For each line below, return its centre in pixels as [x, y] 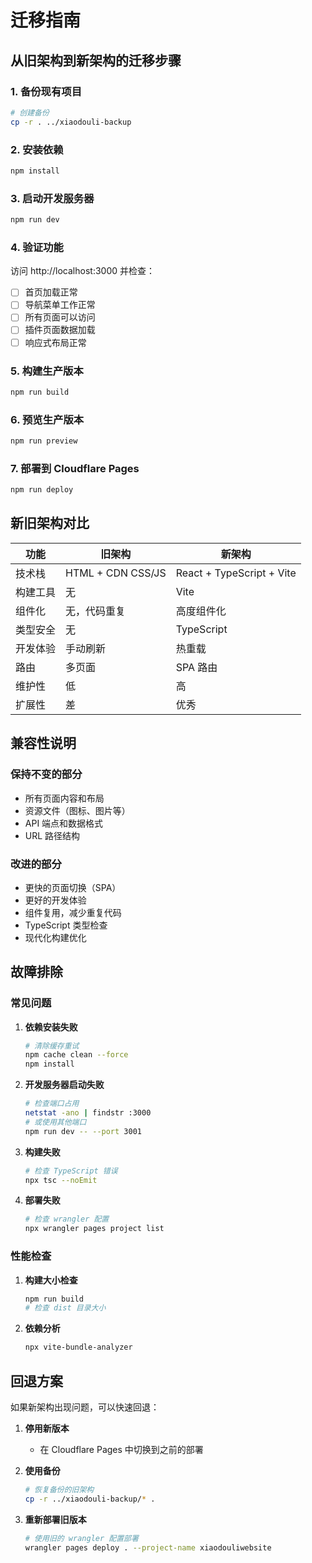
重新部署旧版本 [55, 1519]
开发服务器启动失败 [64, 1085]
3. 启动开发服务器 [52, 198]
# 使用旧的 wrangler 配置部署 [81, 1538]
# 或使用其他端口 [55, 1122]
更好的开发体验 [55, 900]
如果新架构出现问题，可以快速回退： [85, 1407]
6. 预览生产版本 [47, 419]
